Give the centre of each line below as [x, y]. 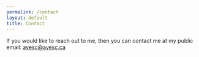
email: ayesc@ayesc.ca [36, 47]
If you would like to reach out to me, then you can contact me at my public [100, 41]
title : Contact [26, 23]
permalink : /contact [33, 12]
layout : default [27, 18]
